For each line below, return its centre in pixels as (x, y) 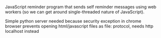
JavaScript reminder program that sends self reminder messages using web (81, 7)
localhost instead (22, 31)
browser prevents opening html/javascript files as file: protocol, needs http (79, 26)
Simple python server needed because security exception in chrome (73, 21)
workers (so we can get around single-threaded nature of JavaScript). (75, 12)
